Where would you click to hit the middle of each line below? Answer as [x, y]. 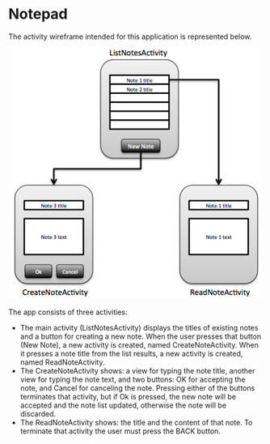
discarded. [38, 413]
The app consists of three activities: [68, 312]
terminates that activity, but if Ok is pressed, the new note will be [128, 396]
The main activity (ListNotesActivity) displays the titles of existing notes [139, 327]
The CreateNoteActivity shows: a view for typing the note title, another [137, 370]
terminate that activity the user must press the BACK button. [120, 431]
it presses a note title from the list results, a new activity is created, [131, 353]
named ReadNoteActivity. [62, 362]
